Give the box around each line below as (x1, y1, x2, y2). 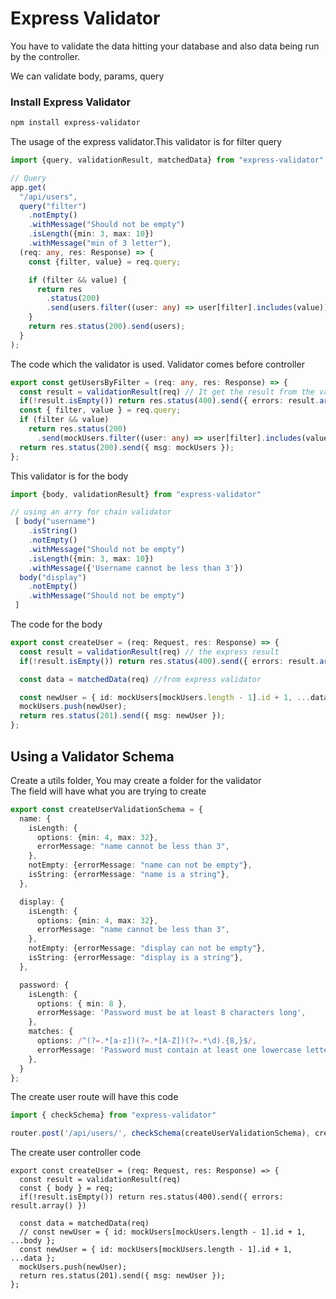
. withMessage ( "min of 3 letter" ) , (28, 238, 172, 249)
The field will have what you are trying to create (10, 785, 207, 797)
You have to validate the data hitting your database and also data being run (10, 40, 320, 52)
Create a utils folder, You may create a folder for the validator (10, 774, 262, 786)
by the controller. (10, 50, 81, 62)
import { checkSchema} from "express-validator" (10, 1110, 217, 1121)
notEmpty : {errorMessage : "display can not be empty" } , (28, 943, 267, 954)
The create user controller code (10, 1147, 142, 1159)
